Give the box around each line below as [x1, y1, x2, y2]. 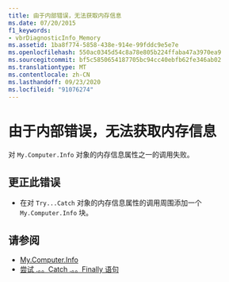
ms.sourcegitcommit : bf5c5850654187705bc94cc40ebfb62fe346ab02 [8, 56, 222, 64]
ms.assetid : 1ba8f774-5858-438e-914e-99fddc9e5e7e [8, 41, 179, 49]
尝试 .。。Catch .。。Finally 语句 [19, 264, 119, 274]
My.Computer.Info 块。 [19, 208, 94, 218]
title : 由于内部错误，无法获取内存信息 [8, 11, 122, 20]
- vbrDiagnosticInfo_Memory [8, 33, 101, 42]
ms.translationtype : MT [8, 64, 87, 71]
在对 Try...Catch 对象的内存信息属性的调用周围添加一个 [19, 198, 202, 207]
